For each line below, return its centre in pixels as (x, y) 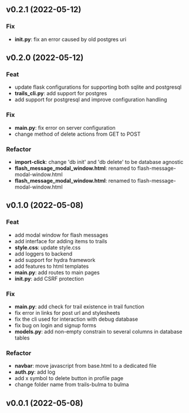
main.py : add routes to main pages (57, 272)
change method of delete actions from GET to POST (77, 134)
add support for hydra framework (55, 260)
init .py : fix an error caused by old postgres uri (70, 39)
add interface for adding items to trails (61, 241)
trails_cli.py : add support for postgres (61, 93)
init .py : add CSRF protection (49, 278)
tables (22, 338)
